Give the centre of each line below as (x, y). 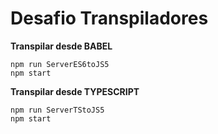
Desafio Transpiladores (109, 18)
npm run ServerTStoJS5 (57, 110)
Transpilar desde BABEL (61, 46)
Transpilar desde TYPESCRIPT (75, 91)
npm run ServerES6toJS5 (60, 64)
